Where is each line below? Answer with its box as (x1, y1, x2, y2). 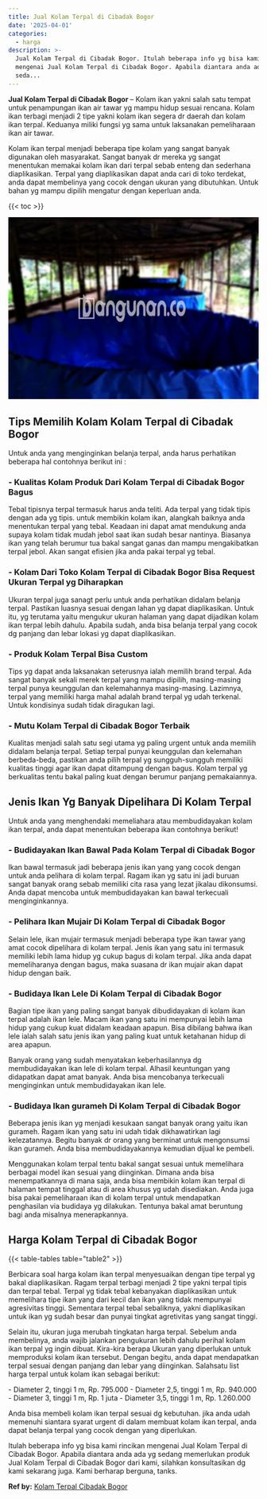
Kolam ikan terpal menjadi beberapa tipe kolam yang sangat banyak (8, 143, 230, 153)
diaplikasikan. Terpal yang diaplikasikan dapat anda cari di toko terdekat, (8, 169, 246, 178)
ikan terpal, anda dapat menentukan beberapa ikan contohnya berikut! (8, 825, 238, 834)
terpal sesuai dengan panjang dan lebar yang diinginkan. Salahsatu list (8, 1361, 240, 1371)
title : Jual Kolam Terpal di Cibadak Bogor (8, 13, 155, 21)
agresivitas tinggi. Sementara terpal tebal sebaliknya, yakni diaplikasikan (8, 1303, 246, 1313)
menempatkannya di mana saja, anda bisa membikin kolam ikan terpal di (8, 1176, 246, 1186)
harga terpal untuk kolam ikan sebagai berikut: (8, 1369, 161, 1379)
